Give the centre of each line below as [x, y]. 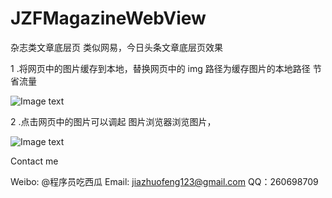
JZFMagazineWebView [108, 18]
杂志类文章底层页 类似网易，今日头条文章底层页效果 [116, 47]
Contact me [34, 161]
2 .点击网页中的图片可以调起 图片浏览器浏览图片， [113, 121]
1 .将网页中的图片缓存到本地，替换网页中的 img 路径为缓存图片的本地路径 [160, 68]
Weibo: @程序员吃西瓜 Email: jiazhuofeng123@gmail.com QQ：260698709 [164, 181]
